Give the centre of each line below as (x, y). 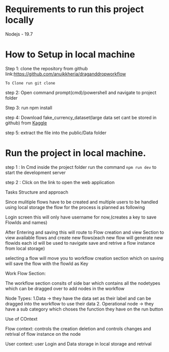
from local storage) (25, 248)
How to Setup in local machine (70, 55)
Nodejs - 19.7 (19, 34)
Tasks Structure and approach (37, 192)
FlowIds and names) (26, 222)
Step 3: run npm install (29, 108)
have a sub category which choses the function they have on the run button (84, 309)
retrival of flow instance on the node (43, 334)
